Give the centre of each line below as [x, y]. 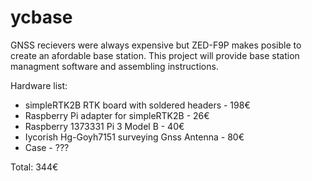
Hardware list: [39, 85]
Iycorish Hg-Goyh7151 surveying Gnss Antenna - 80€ [134, 137]
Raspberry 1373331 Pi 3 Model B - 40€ [104, 126]
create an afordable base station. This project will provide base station [155, 55]
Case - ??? [47, 147]
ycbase [41, 17]
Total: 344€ [34, 167]
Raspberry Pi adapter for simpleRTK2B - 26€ [117, 115]
